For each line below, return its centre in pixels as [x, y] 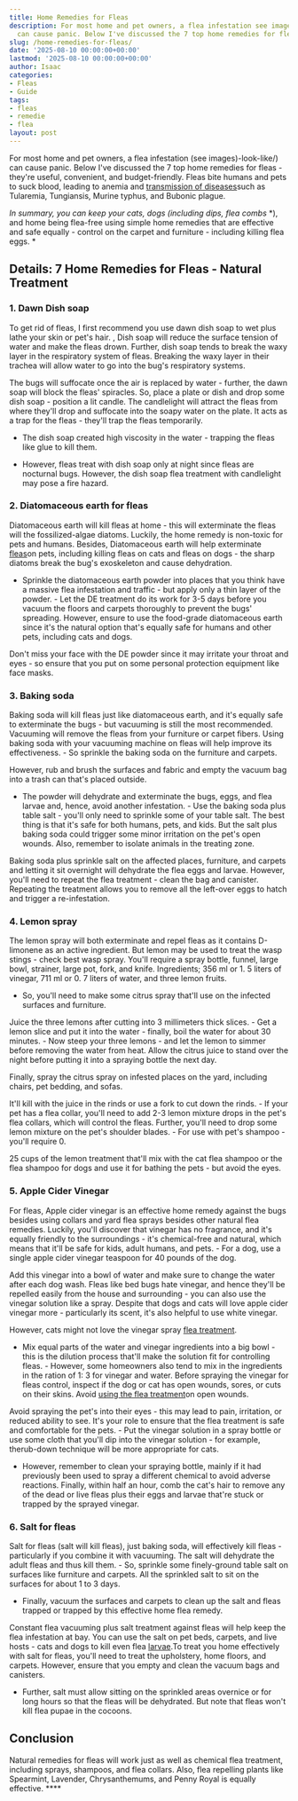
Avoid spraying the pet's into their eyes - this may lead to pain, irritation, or [145, 1411]
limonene [26, 950]
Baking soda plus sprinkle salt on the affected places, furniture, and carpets [148, 861]
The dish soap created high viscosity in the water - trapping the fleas [148, 437]
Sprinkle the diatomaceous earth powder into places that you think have [153, 580]
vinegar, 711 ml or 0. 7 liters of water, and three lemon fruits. [118, 979]
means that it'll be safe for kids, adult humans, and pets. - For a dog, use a [145, 1248]
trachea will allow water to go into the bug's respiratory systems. [127, 366]
